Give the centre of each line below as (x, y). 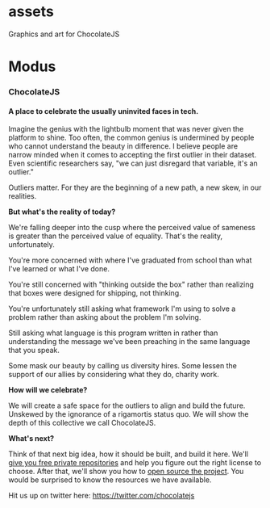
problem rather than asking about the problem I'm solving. (105, 317)
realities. (23, 196)
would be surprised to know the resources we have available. (110, 480)
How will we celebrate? (48, 390)
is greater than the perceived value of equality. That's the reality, (116, 236)
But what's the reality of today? (62, 212)
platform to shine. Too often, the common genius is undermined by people (131, 138)
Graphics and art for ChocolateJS (64, 34)
